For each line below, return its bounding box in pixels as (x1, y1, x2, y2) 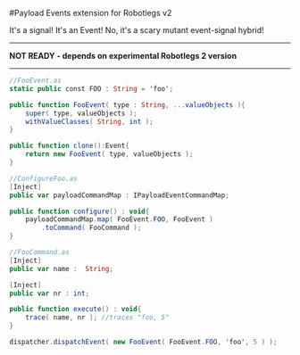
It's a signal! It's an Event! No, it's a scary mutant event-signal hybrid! (9, 25, 265, 35)
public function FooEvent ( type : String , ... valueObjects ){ (9, 100, 246, 110)
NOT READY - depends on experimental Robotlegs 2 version (9, 51, 237, 61)
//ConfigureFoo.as (9, 174, 78, 183)
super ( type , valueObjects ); (25, 109, 138, 118)
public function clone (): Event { (9, 142, 129, 151)
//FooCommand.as (9, 248, 70, 257)
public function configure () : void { (9, 207, 150, 216)
